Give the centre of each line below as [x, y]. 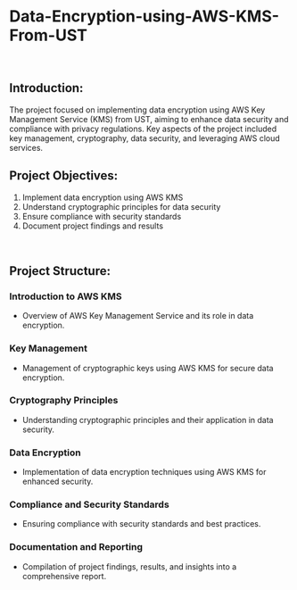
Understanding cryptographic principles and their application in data [148, 420]
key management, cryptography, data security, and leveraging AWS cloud [145, 138]
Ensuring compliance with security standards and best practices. [141, 524]
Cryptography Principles [64, 401]
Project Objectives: [64, 176]
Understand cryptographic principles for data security [121, 206]
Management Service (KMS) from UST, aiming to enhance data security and [149, 119]
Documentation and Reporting [76, 547]
